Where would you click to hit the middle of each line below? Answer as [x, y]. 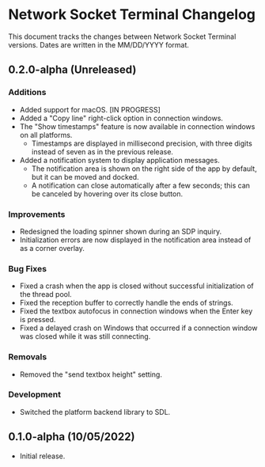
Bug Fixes [28, 268]
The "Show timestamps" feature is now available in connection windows [137, 126]
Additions [27, 93]
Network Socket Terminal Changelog [132, 15]
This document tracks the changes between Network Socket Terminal [122, 36]
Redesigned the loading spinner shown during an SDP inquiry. [121, 231]
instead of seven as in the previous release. [102, 151]
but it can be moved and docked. [85, 177]
